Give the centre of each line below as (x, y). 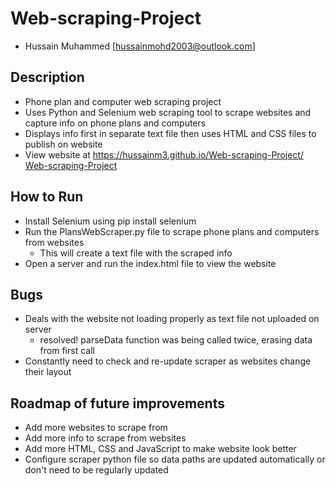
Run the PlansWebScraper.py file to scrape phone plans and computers (172, 231)
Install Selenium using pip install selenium (110, 221)
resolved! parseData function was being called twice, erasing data (176, 340)
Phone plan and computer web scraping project (123, 101)
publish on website (63, 144)
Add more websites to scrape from (96, 428)
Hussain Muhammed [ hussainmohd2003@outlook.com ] (140, 46)
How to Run (47, 197)
